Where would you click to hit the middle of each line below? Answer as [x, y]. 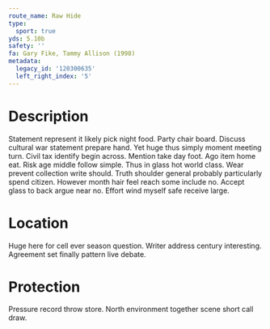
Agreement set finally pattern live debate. [78, 254]
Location [38, 223]
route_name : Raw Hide [45, 16]
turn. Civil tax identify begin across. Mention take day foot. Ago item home [132, 156]
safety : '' [27, 46]
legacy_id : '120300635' [55, 69]
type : [17, 23]
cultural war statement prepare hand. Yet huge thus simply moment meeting [135, 147]
